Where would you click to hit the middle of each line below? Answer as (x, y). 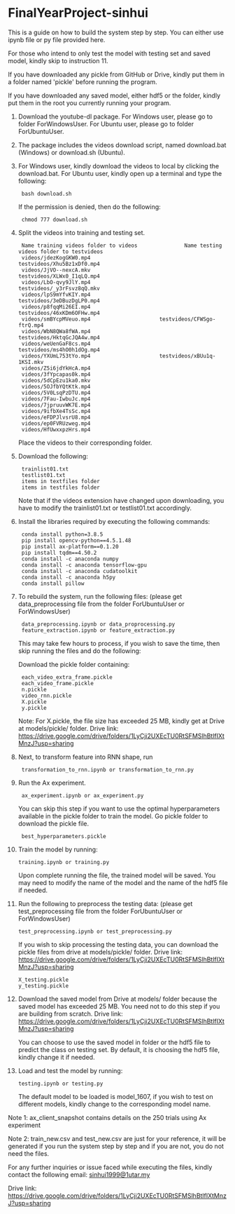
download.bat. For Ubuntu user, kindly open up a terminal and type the (120, 173)
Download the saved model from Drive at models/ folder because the (117, 999)
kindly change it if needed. (56, 1057)
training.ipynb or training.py (64, 862)
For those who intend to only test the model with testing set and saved (109, 53)
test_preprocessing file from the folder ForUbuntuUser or (100, 911)
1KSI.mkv (31, 362)
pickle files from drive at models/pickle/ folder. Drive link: (100, 952)
